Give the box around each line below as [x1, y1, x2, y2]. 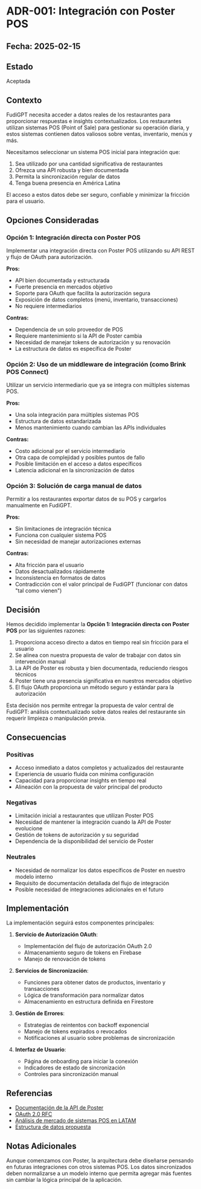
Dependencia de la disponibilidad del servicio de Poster [14, 838, 154, 845]
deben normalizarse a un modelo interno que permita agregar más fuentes [6, 1170, 192, 1177]
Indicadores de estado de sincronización [24, 1064, 126, 1071]
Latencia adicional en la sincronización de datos [14, 467, 135, 474]
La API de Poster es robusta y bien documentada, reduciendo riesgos [14, 664, 188, 671]
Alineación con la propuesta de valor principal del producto [14, 783, 163, 790]
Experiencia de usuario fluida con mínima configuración [14, 770, 154, 777]
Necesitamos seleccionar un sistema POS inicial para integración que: [6, 149, 180, 156]
